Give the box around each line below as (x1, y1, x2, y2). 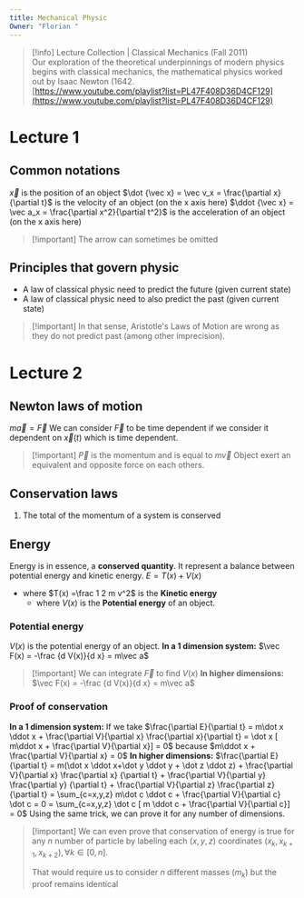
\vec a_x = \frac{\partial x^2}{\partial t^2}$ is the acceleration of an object (9, 206, 286, 217)
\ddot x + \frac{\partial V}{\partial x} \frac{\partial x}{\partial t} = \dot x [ (9, 731, 279, 742)
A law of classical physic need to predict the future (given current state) (22, 284, 292, 295)
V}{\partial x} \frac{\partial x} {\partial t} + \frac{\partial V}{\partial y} (9, 769, 266, 780)
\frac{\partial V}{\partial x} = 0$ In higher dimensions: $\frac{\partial (9, 750, 269, 761)
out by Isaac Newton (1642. (31, 75, 134, 86)
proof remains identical (31, 878, 119, 889)
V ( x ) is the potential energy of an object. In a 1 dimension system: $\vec (9, 641, 280, 652)
